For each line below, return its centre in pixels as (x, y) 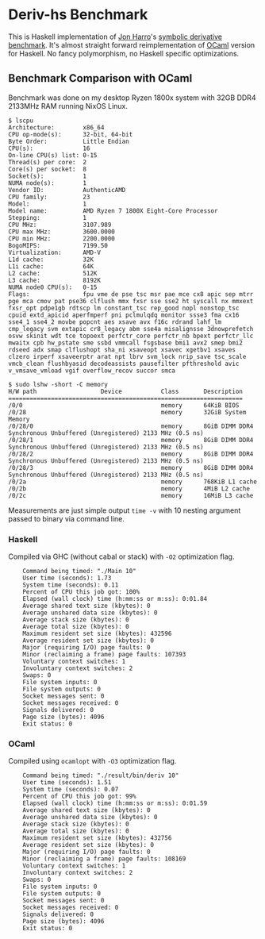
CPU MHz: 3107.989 (60, 225)
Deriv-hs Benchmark (78, 15)
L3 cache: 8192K (55, 280)
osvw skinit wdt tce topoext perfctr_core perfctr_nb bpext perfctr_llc (131, 336)
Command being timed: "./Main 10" (79, 571)
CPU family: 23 (49, 197)
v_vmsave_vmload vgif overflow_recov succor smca (92, 371)
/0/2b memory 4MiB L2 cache (129, 489)
